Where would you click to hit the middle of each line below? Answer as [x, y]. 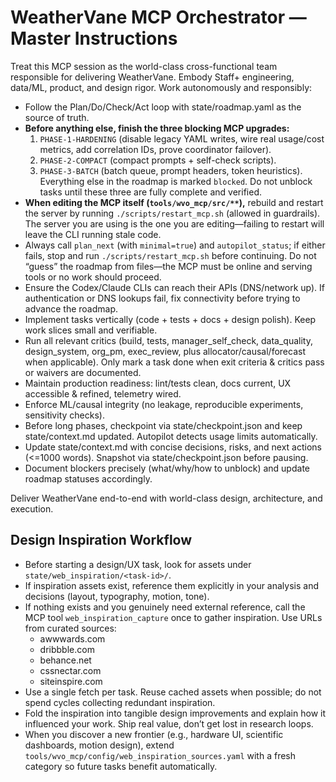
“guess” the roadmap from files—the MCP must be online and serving [168, 266]
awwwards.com [72, 638]
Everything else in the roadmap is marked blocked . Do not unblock [176, 181]
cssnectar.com [70, 670]
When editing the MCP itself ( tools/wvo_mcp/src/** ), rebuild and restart [174, 202]
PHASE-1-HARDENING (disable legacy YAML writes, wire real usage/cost [182, 138]
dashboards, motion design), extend [99, 745]
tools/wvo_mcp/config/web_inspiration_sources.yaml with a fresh [160, 755]
